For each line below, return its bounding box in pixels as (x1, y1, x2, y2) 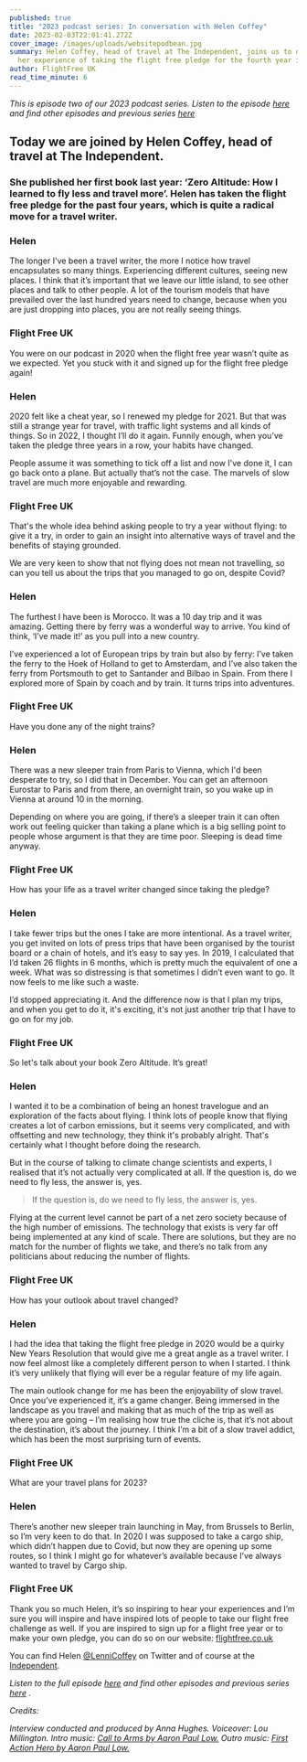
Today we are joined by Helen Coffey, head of (9, 134, 273, 150)
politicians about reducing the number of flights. (9, 1251, 191, 1262)
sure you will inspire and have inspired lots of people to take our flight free (9, 1613, 290, 1624)
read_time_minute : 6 (9, 73, 89, 82)
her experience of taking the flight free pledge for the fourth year (17, 56, 292, 65)
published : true (9, 13, 71, 23)
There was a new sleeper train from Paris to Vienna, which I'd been (9, 764, 262, 775)
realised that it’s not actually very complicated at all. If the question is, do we (9, 1167, 297, 1178)
